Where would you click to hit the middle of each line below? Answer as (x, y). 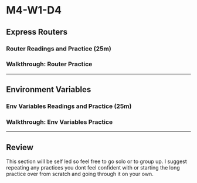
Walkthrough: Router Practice (49, 64)
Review (20, 147)
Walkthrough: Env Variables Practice (60, 122)
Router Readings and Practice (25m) (59, 49)
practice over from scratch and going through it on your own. (80, 174)
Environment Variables (49, 89)
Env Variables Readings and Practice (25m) (69, 106)
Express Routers (37, 32)
